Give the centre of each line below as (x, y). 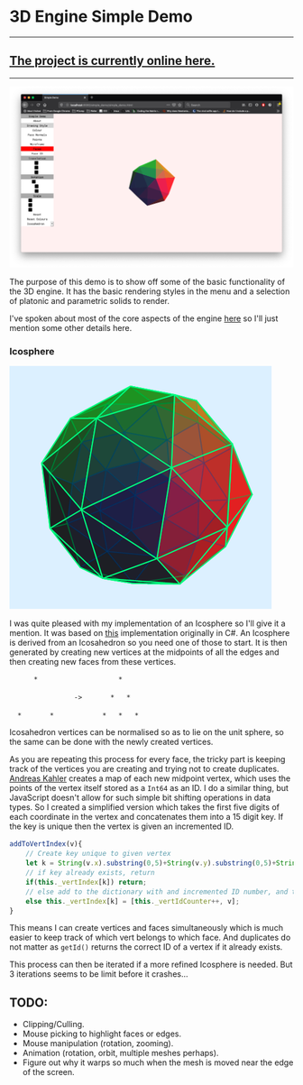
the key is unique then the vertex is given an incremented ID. (122, 826)
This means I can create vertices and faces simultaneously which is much (147, 928)
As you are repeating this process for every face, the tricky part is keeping (147, 759)
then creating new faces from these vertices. (93, 662)
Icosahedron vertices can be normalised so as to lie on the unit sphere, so (147, 732)
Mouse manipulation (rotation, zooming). (98, 1044)
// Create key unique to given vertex (98, 854)
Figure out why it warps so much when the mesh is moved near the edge (158, 1062)
